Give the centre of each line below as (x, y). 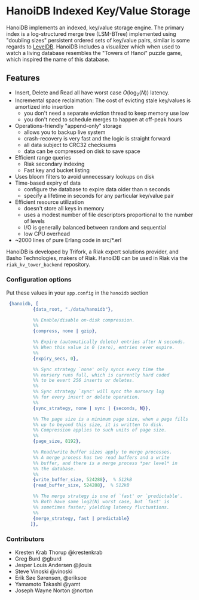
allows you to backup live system (65, 132)
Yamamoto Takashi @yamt (48, 584)
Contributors (25, 539)
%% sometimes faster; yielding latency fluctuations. (101, 507)
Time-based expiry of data (48, 183)
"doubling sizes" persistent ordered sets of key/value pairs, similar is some (98, 40)
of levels (34, 221)
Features (23, 78)
